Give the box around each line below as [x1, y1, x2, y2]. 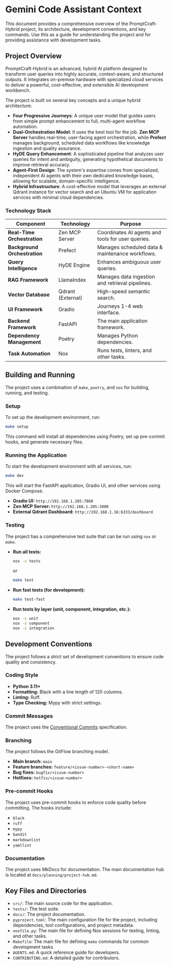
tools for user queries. [97, 235, 150, 243]
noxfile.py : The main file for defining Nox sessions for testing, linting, [12, 927, 160, 934]
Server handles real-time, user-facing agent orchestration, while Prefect [12, 134, 166, 140]
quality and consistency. [5, 659, 57, 665]
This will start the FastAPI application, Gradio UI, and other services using [5, 482, 160, 489]
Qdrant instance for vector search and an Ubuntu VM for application [12, 189, 157, 195]
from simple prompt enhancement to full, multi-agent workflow [12, 118, 146, 124]
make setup [5, 424, 29, 429]
